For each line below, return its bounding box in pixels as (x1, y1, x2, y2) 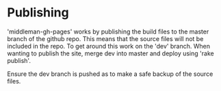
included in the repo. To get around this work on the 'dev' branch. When (7, 42, 211, 50)
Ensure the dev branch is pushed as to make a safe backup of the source (7, 70, 213, 78)
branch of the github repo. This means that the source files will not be (7, 34, 204, 42)
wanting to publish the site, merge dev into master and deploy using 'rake (7, 49, 214, 57)
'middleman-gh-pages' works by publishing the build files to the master (7, 27, 209, 36)
